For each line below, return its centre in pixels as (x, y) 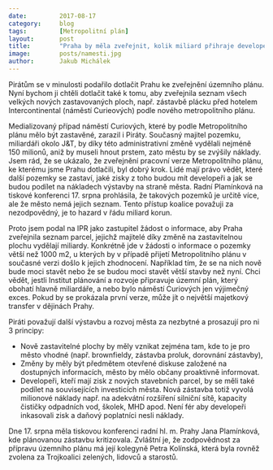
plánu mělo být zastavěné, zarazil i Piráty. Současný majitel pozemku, (125, 134)
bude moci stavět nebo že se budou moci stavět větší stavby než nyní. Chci (134, 271)
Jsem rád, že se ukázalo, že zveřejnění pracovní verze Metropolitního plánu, (136, 160)
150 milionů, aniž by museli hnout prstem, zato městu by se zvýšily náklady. (135, 152)
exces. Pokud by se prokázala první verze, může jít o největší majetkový (129, 297)
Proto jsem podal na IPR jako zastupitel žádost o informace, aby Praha (126, 228)
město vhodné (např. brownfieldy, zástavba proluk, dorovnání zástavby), (141, 355)
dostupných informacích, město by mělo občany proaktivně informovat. (140, 372)
